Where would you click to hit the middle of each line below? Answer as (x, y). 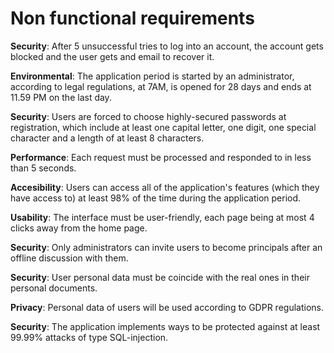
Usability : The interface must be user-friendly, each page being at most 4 (162, 217)
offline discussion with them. (69, 258)
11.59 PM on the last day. (61, 97)
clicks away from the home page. (79, 228)
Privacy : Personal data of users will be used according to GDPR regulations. (167, 307)
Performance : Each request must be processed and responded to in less (161, 157)
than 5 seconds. (43, 168)
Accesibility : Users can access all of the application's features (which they (165, 187)
